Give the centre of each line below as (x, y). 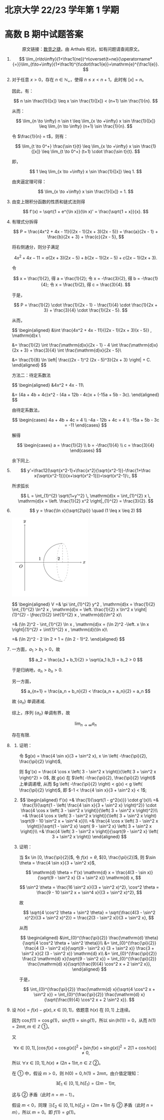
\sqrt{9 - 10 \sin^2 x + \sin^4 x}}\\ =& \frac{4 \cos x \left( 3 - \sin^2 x (89, 821)
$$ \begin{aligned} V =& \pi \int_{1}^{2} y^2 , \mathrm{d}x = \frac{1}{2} (83, 604)
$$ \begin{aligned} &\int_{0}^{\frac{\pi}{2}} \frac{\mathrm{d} (82, 938)
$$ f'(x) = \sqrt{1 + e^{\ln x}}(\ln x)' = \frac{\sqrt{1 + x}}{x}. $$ (86, 211)
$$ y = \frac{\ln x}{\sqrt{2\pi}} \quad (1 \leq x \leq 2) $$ (86, 510)
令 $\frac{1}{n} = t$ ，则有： (40, 136)
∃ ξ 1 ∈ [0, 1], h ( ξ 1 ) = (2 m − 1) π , (86, 1084)
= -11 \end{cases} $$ (86, 425)
